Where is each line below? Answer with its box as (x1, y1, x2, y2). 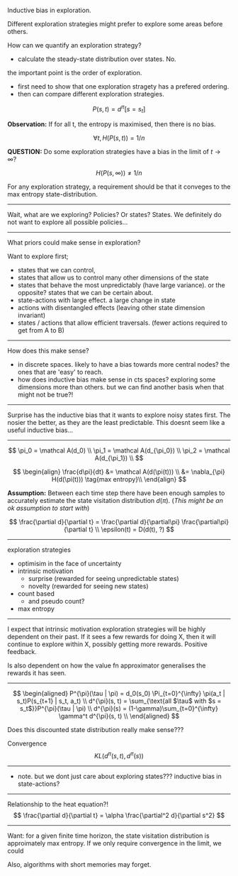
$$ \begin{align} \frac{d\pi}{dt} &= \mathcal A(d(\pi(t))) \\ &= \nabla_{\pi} (13, 467, 225, 476)
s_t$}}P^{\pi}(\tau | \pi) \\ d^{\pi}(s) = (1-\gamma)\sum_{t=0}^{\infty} (20, 704, 218, 713)
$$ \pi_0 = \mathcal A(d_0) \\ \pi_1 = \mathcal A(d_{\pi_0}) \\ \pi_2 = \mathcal (8, 446, 230, 455)
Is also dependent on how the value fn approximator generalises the (7, 661, 206, 670)
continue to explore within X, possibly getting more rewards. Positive (7, 640, 208, 648)
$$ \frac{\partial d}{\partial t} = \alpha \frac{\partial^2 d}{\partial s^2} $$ (13, 811, 225, 820)
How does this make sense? (7, 347, 90, 355)
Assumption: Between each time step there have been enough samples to (7, 489, 225, 497)
